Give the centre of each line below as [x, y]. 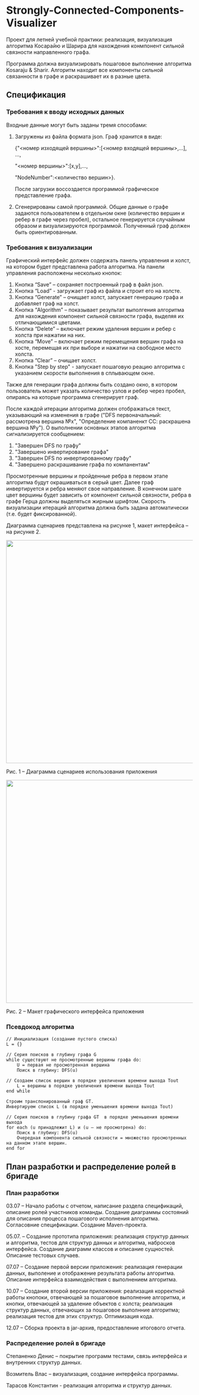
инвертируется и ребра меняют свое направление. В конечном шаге [94, 488]
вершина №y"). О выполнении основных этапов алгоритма [81, 427]
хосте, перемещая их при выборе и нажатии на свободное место [98, 347]
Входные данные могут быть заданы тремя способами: [77, 125]
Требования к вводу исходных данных [65, 112]
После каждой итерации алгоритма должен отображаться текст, [89, 409]
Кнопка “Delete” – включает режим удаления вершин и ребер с [95, 328]
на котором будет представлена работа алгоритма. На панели [85, 267]
